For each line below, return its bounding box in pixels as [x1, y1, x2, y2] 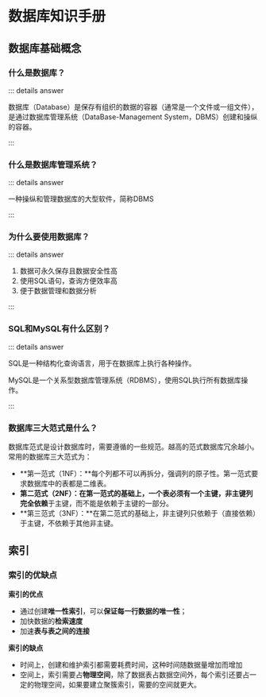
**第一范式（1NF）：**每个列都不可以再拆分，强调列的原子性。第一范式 [19, 469, 252, 478]
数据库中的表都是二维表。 [26, 478, 111, 489]
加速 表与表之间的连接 [19, 625, 90, 636]
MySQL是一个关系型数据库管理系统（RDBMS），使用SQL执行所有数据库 [8, 375, 241, 385]
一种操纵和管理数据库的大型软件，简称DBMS [8, 194, 154, 203]
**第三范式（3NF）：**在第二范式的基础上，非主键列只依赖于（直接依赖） [19, 509, 256, 518]
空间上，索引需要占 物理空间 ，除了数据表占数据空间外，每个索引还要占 [19, 669, 250, 680]
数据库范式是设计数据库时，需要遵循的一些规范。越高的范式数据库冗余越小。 [8, 442, 259, 451]
